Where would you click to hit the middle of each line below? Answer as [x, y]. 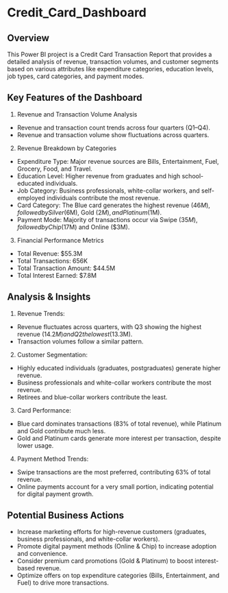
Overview [28, 38]
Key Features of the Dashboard [75, 98]
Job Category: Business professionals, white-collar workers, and [108, 191]
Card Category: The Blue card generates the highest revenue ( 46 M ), [114, 205]
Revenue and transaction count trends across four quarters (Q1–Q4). [114, 128]
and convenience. [42, 554]
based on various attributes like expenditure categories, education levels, [111, 69]
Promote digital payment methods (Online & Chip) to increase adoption [117, 546]
